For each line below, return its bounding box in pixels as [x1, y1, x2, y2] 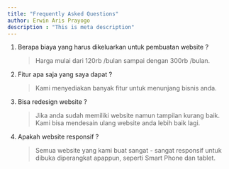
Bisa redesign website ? [17, 98, 87, 106]
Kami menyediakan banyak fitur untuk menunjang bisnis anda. [35, 84, 218, 93]
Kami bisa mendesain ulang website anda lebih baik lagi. [35, 119, 201, 127]
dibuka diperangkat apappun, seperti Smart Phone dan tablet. [35, 153, 216, 163]
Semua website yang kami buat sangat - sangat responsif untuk [35, 146, 222, 155]
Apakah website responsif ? [17, 132, 99, 141]
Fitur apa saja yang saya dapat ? [17, 70, 113, 78]
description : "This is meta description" [7, 23, 135, 30]
